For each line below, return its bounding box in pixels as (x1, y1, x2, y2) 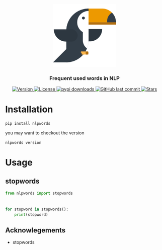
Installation (5, 104, 53, 115)
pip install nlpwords (5, 121, 51, 126)
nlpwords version (5, 140, 42, 145)
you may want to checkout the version (5, 130, 85, 136)
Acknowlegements (5, 226, 66, 234)
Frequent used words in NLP (49, 74, 120, 81)
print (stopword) (14, 212, 49, 217)
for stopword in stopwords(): (5, 207, 69, 212)
